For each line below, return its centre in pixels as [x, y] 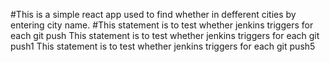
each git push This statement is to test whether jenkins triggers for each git [165, 35]
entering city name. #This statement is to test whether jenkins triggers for [162, 25]
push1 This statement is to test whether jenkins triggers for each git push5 [163, 46]
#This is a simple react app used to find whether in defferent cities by [153, 14]
